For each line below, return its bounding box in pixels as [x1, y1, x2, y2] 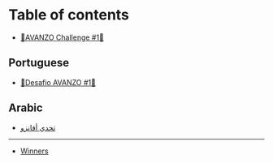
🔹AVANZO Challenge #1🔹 [19, 32, 104, 42]
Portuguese [8, 56, 70, 70]
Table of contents [8, 6, 130, 24]
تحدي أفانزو [19, 122, 56, 132]
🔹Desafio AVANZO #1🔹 [19, 77, 96, 87]
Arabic [8, 101, 43, 115]
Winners [19, 146, 49, 156]
